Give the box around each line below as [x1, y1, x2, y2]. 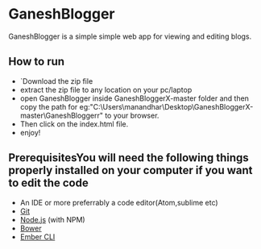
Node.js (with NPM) [19, 214, 86, 224]
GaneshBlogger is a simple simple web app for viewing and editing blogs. [8, 31, 252, 41]
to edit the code [8, 176, 89, 190]
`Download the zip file [19, 76, 93, 85]
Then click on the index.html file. [19, 118, 129, 129]
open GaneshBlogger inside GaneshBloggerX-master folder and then [19, 93, 250, 103]
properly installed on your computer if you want [8, 164, 253, 177]
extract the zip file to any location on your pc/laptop [19, 85, 193, 94]
